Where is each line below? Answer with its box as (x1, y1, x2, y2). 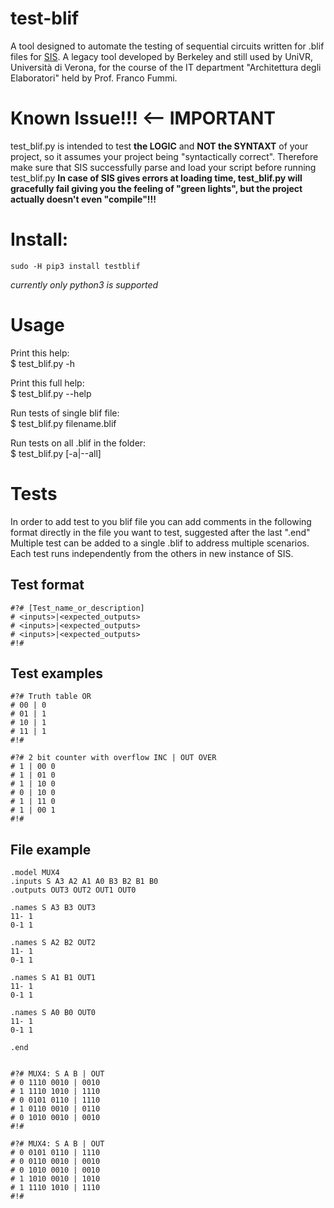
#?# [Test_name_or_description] (10, 603, 145, 613)
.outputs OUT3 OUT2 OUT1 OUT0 (10, 885, 137, 896)
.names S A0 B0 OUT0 (10, 1008, 97, 1018)
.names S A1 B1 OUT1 (10, 973, 97, 983)
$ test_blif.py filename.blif (10, 417, 117, 429)
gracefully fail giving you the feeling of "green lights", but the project (10, 182, 303, 194)
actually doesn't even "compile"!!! (10, 193, 157, 205)
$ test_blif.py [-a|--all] (10, 447, 102, 459)
